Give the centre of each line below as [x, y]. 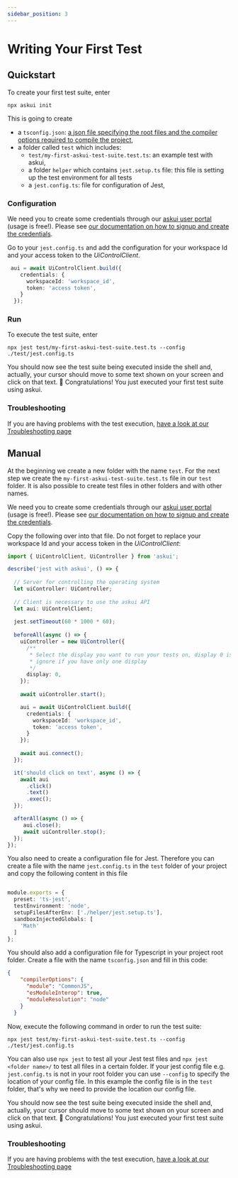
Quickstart [32, 75]
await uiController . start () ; [63, 695]
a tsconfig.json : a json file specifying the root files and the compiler [118, 132]
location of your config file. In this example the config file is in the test [110, 1081]
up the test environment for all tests [80, 177]
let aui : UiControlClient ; [53, 609]
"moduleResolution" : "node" [68, 999]
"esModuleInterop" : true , [64, 993]
